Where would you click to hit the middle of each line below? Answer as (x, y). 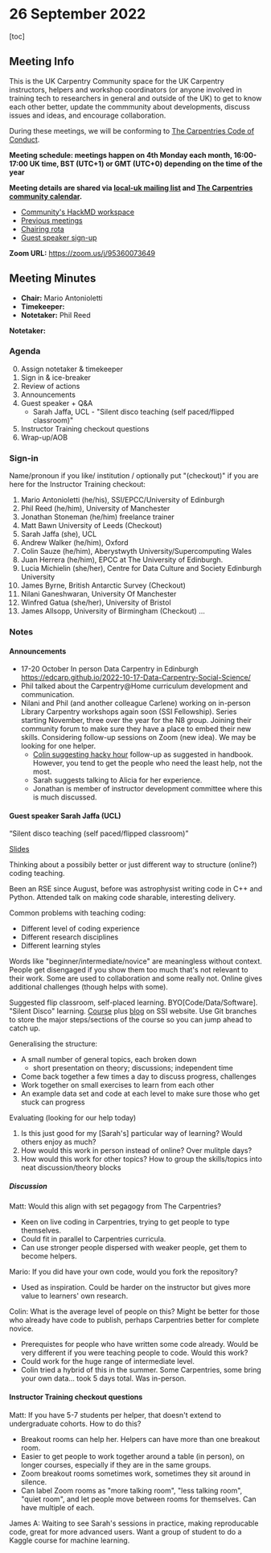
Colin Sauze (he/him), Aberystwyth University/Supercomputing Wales (136, 551)
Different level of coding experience (80, 929)
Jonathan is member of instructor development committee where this (148, 789)
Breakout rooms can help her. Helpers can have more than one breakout (140, 1439)
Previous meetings (51, 220)
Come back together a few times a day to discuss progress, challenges (138, 1076)
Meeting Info (42, 62)
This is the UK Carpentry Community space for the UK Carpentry (117, 81)
